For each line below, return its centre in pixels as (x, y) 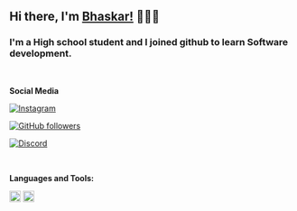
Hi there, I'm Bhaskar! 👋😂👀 (84, 17)
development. (41, 53)
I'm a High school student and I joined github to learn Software (149, 42)
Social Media (34, 90)
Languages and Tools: (52, 178)
